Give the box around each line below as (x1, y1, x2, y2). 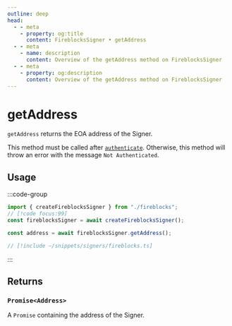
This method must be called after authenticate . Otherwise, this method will (7, 143, 226, 152)
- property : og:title (20, 30, 83, 37)
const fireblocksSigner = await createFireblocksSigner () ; (7, 217, 185, 224)
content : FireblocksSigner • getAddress (25, 37, 147, 44)
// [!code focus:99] (7, 210, 68, 217)
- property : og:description (20, 69, 102, 76)
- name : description (20, 50, 80, 57)
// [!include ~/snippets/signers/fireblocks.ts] (7, 242, 153, 249)
